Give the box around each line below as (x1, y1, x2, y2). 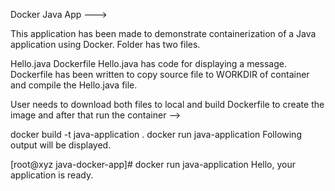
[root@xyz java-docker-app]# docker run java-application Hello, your (10, 159, 296, 170)
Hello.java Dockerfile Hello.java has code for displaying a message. (10, 58, 287, 69)
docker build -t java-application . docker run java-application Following (10, 129, 302, 140)
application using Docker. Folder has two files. (10, 39, 201, 50)
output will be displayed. (10, 139, 112, 151)
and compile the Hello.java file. (10, 79, 138, 91)
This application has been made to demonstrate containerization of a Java (10, 28, 317, 39)
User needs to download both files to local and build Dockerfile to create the (10, 99, 325, 110)
